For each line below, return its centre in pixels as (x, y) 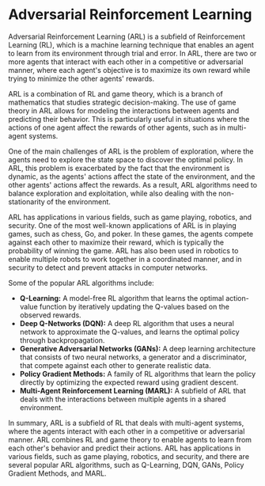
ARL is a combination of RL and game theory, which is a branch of (115, 93)
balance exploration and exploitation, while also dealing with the (113, 193)
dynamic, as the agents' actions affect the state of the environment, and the (132, 177)
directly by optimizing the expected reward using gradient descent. (129, 382)
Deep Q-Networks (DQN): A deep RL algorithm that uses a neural (127, 323)
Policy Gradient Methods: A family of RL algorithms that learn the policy (138, 374)
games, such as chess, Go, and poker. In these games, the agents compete (131, 234)
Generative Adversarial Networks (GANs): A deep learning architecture (137, 348)
